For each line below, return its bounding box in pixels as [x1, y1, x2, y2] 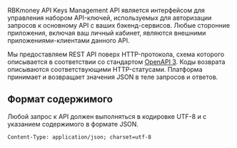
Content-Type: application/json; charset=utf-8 [7, 133, 152, 141]
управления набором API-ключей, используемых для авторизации [7, 14, 212, 22]
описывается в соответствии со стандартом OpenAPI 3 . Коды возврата [7, 58, 226, 66]
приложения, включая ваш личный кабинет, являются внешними [7, 28, 206, 37]
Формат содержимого [7, 93, 113, 105]
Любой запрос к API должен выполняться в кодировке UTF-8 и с [7, 112, 207, 120]
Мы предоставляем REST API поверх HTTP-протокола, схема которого [7, 50, 225, 58]
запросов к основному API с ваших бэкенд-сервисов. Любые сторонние [7, 21, 231, 29]
